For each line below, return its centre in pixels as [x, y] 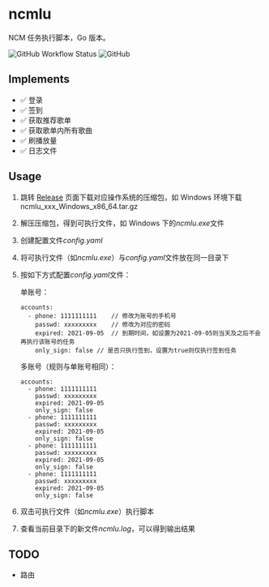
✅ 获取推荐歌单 [45, 120]
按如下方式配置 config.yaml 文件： [75, 274]
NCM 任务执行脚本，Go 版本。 [60, 37]
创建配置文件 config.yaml [61, 240]
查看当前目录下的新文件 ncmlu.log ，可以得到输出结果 [108, 529]
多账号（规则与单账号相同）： [68, 366]
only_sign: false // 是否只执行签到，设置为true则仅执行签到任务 [136, 350]
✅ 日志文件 [38, 150]
